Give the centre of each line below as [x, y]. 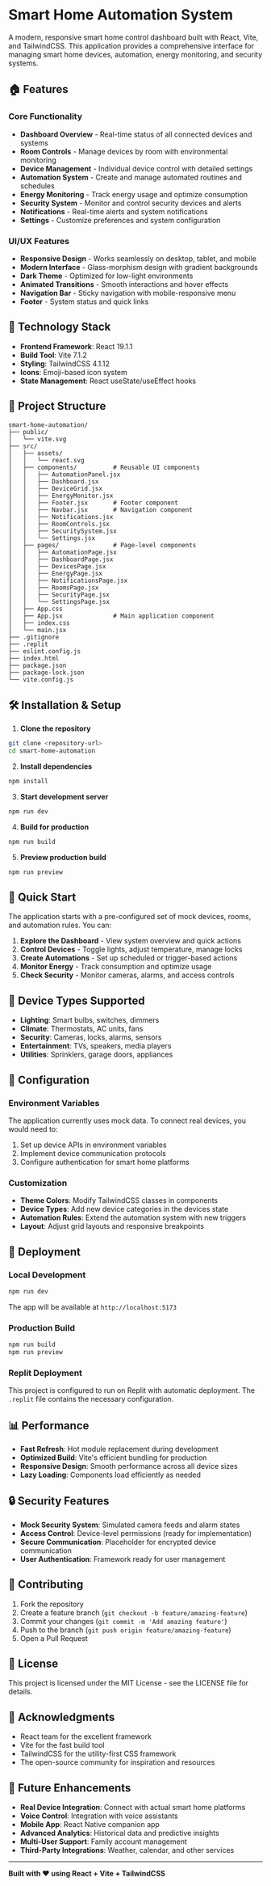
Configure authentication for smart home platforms [104, 1162]
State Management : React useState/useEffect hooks [108, 381]
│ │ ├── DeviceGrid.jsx [56, 488]
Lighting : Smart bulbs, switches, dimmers [90, 1020]
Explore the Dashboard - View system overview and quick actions [131, 941]
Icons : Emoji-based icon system [73, 372]
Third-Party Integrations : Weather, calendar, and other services [127, 1850]
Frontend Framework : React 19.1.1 [76, 346]
